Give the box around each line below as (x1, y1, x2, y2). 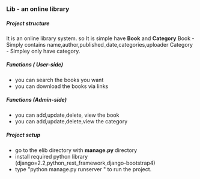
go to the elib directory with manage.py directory (14, 146, 138, 154)
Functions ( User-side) (6, 61, 64, 68)
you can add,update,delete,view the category (14, 117, 128, 125)
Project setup (6, 131, 41, 139)
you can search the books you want (14, 76, 104, 83)
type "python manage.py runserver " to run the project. (14, 165, 152, 172)
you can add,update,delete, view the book (14, 111, 120, 119)
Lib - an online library (6, 5, 70, 13)
